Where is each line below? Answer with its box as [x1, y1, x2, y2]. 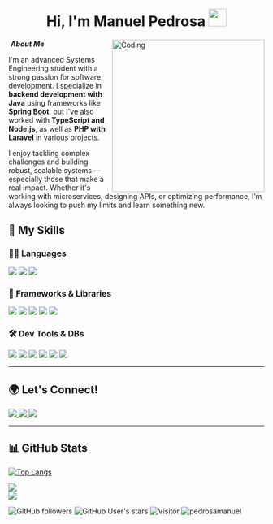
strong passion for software [8, 71, 102, 81]
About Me [10, 39, 45, 49]
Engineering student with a [8, 63, 99, 73]
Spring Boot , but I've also [8, 106, 95, 116]
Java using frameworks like [8, 97, 102, 107]
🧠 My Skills [8, 223, 65, 237]
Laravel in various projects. [8, 132, 100, 142]
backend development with [8, 89, 103, 99]
